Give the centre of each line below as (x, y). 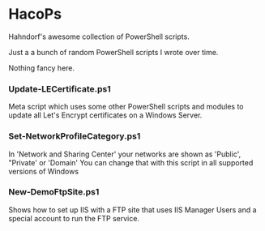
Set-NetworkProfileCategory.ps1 (75, 136)
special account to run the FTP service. (74, 218)
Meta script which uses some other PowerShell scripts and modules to (126, 107)
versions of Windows (44, 171)
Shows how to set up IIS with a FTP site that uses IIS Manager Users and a (132, 210)
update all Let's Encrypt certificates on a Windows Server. (105, 115)
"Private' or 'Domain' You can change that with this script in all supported (131, 162)
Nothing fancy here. (42, 68)
